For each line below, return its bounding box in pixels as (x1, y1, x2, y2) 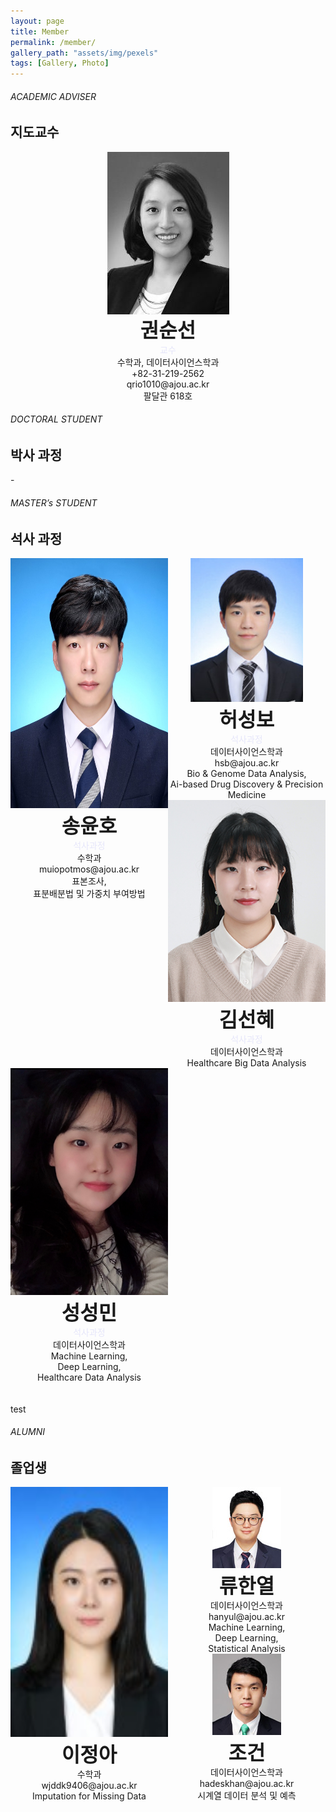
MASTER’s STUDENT (10, 496, 98, 509)
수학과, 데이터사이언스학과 (116, 356, 220, 368)
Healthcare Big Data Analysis (186, 1057, 307, 1069)
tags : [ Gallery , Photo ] (10, 58, 110, 69)
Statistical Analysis (208, 1643, 286, 1655)
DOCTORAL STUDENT (10, 413, 103, 425)
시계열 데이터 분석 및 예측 (197, 1790, 297, 1802)
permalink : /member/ (10, 37, 97, 47)
